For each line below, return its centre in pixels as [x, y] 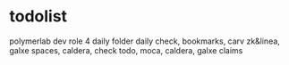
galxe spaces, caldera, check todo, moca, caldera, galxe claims [126, 50]
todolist [38, 16]
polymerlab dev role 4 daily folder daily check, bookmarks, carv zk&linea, [144, 41]
